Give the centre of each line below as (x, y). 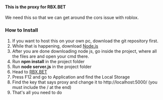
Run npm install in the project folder (48, 61)
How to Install (21, 30)
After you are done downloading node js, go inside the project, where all (84, 51)
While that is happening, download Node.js (55, 46)
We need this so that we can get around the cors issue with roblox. (72, 17)
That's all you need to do (37, 92)
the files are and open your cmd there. (50, 56)
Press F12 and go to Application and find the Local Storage (71, 77)
